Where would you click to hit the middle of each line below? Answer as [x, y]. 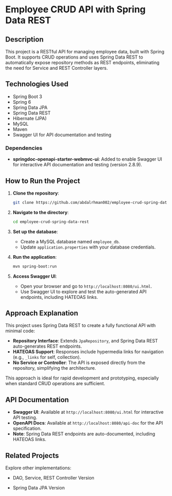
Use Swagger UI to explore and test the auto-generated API [83, 292]
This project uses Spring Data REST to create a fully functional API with [81, 326]
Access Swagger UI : [35, 276]
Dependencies [24, 148]
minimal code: [20, 331]
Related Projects [32, 455]
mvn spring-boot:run [35, 266]
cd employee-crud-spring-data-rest [51, 222]
